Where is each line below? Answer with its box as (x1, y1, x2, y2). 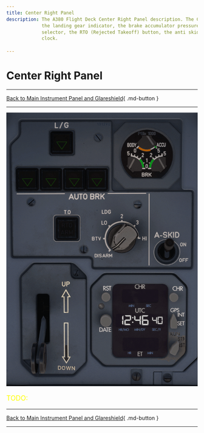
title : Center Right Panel (6, 10, 75, 16)
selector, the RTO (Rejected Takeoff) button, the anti (41, 29, 186, 35)
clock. (41, 35, 59, 42)
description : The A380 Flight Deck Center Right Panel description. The (6, 16, 194, 23)
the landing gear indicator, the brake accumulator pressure (41, 23, 200, 29)
